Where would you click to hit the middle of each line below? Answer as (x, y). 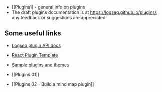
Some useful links (33, 34)
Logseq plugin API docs (36, 45)
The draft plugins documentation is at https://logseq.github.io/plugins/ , (84, 12)
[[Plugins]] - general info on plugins (48, 7)
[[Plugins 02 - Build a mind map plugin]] (53, 84)
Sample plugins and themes (40, 65)
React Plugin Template (35, 55)
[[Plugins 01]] (25, 74)
